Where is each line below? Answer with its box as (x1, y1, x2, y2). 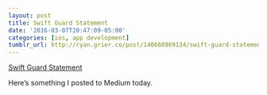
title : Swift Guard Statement (8, 19, 109, 27)
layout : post (8, 11, 52, 20)
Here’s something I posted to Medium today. (8, 78, 153, 88)
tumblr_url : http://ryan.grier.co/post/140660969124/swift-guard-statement (8, 41, 265, 49)
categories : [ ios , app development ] (8, 33, 130, 42)
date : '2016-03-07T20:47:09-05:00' (8, 26, 126, 34)
